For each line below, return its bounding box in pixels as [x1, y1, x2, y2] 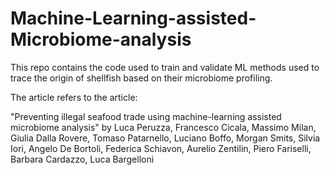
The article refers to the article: [10, 91, 138, 103]
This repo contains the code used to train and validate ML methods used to [10, 61, 320, 73]
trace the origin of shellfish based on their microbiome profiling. [10, 72, 273, 84]
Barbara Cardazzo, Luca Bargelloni [10, 153, 155, 165]
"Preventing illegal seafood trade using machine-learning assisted [10, 110, 282, 122]
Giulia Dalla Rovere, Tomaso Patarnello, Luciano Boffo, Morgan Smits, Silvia [10, 132, 321, 144]
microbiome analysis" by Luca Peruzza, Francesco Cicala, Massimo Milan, [10, 121, 317, 133]
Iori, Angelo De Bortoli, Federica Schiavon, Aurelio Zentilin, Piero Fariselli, [10, 142, 312, 154]
